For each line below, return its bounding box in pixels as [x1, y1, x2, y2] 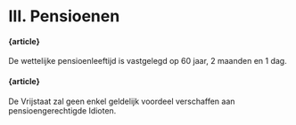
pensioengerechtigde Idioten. [8, 105, 117, 116]
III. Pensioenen [8, 6, 120, 27]
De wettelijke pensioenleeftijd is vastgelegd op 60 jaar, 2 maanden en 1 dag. [8, 56, 287, 66]
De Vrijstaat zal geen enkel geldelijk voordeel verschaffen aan [8, 96, 235, 106]
